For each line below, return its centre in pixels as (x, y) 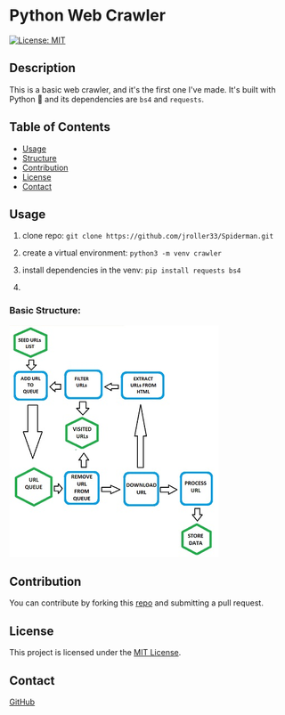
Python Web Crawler (88, 16)
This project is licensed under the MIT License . (95, 653)
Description (42, 68)
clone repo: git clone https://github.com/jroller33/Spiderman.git (148, 236)
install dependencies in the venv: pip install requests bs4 (131, 270)
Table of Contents (60, 127)
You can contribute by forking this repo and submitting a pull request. (137, 603)
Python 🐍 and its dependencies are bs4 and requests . (107, 99)
